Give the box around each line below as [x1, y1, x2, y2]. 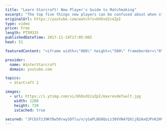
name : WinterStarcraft [9, 62, 57, 67]
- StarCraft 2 [9, 80, 39, 85]
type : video [5, 21, 30, 26]
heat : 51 [5, 40, 23, 45]
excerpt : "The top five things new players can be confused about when [5, 12, 157, 17]
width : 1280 [14, 98, 39, 103]
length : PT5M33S [5, 30, 39, 35]
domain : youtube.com [9, 66, 52, 72]
